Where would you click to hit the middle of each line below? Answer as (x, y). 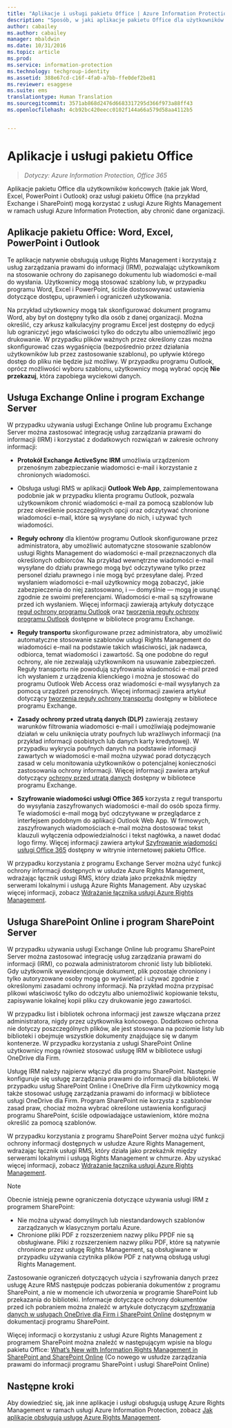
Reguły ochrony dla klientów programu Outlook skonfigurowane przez (117, 539)
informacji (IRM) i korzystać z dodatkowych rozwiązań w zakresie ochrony (113, 440)
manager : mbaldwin (33, 39)
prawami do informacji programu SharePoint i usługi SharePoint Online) (108, 1364)
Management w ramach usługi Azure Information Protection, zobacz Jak (110, 1410)
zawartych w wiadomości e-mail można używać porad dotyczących (114, 756)
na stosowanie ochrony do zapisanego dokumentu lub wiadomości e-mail (112, 274)
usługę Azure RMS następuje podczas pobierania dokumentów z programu (114, 1285)
